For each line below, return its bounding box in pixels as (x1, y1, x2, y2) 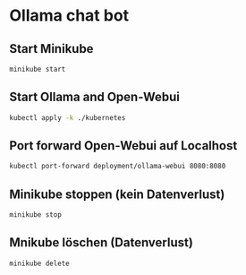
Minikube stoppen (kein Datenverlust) (9, 186, 225, 202)
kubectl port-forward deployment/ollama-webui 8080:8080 (9, 162, 226, 171)
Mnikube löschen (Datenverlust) (9, 235, 194, 251)
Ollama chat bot (9, 5, 130, 26)
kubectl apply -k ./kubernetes (9, 113, 126, 122)
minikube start (9, 64, 66, 73)
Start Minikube (9, 41, 94, 56)
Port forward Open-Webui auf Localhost (9, 138, 238, 153)
